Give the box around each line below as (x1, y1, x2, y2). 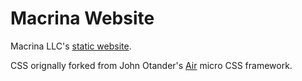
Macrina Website (10, 7, 155, 30)
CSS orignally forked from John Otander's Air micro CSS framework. (10, 59, 293, 71)
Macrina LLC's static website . (10, 40, 132, 52)
